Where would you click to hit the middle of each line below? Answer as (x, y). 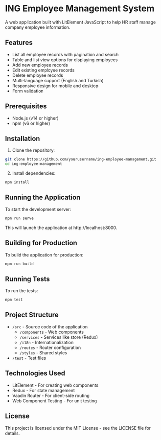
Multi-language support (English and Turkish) (58, 80)
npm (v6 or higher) (31, 123)
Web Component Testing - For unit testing (54, 401)
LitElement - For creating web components (55, 385)
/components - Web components (52, 332)
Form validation (28, 91)
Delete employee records (38, 75)
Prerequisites (26, 106)
